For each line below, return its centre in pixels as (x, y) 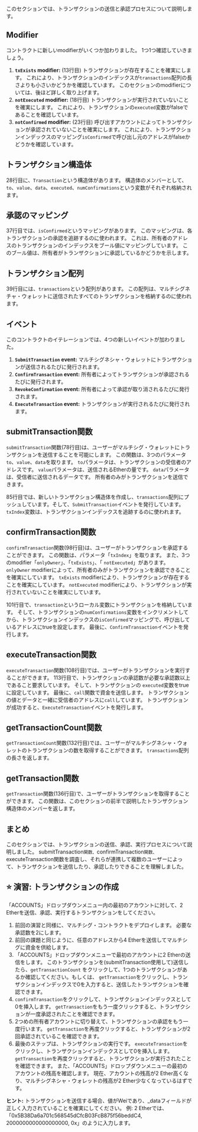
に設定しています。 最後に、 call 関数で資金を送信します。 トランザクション (98, 692)
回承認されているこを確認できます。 (58, 1036)
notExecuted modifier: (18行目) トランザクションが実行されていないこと (102, 100)
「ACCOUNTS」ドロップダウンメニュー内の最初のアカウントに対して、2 (95, 905)
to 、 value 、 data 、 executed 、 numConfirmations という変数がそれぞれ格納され (99, 187)
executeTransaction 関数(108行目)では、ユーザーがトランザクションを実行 (95, 670)
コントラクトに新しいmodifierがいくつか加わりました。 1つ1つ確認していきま (99, 50)
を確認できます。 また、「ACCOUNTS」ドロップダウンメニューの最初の (101, 1066)
